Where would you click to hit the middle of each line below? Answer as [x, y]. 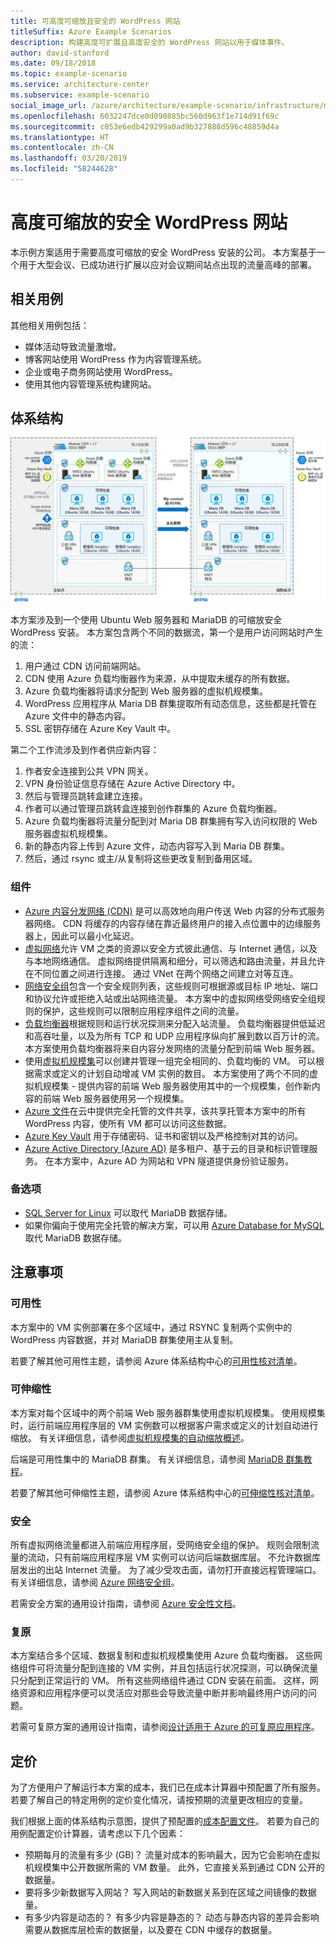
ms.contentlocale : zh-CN [62, 148]
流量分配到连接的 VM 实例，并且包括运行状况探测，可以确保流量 [186, 1668]
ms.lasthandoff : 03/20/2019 [69, 158]
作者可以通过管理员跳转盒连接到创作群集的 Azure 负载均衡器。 [153, 809]
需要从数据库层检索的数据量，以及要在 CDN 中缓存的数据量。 [151, 1930]
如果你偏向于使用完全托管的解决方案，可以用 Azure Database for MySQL [174, 1225]
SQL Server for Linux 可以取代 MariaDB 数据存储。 [128, 1212]
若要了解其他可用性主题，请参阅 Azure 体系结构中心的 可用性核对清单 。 [156, 1361]
